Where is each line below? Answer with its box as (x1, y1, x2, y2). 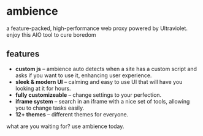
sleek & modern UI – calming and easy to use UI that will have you (15, 78, 183, 85)
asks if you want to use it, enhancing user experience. (15, 72, 152, 79)
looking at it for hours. (15, 85, 72, 92)
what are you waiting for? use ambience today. (6, 123, 124, 130)
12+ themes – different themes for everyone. (15, 110, 129, 118)
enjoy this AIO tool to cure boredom (6, 31, 96, 38)
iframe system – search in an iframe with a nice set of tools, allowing (15, 97, 190, 105)
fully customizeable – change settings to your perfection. (15, 91, 162, 99)
